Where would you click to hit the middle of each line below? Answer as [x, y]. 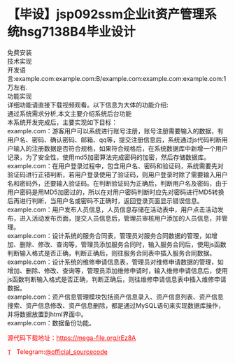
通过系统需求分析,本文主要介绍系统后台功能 [70, 113]
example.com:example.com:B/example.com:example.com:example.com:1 [121, 78]
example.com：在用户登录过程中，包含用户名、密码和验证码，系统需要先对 [115, 165]
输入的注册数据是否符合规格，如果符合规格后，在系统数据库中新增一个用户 [120, 148]
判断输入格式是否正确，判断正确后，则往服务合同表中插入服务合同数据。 [111, 253]
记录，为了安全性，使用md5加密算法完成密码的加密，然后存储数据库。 [109, 157]
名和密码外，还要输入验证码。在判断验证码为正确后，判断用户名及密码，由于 [117, 183]
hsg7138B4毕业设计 [78, 32]
